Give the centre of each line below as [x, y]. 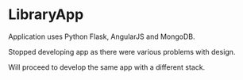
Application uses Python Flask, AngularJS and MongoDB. [102, 36]
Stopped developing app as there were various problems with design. [122, 51]
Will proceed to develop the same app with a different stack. [107, 67]
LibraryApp [46, 15]
